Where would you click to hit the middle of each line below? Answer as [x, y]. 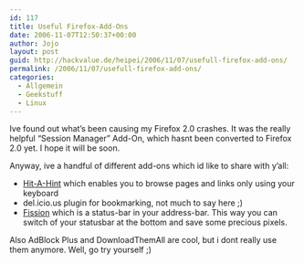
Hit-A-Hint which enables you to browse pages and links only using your [158, 184]
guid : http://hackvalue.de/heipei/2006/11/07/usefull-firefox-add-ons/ [148, 60]
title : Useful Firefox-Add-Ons [69, 26]
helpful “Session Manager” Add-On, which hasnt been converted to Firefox [151, 139]
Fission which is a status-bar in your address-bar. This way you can [150, 213]
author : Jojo [34, 43]
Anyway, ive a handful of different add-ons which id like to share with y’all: [149, 166]
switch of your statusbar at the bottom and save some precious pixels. [155, 222]
